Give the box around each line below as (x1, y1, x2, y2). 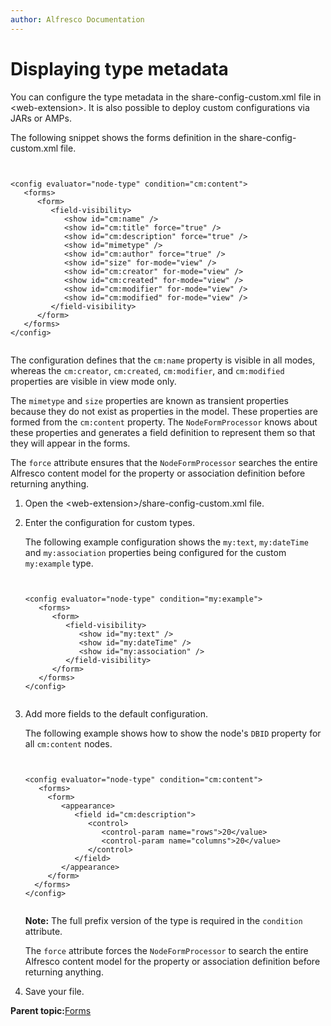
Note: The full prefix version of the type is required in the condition (24, 914, 303, 926)
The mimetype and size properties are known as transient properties (10, 394, 289, 406)
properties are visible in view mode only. (10, 375, 177, 387)
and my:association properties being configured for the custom (24, 546, 287, 558)
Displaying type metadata (10, 57, 229, 80)
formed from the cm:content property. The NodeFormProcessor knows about (10, 416, 318, 428)
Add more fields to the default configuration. (24, 707, 208, 720)
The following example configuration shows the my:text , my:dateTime (24, 536, 309, 548)
